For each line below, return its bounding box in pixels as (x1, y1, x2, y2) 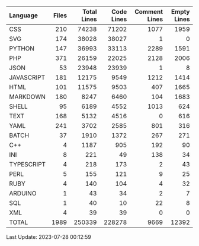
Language (9, 11, 38, 20)
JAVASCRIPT (9, 74, 46, 81)
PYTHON (9, 45, 34, 52)
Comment (134, 8, 163, 15)
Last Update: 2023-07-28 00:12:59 (6, 234, 92, 240)
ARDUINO (9, 190, 37, 197)
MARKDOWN (9, 93, 46, 100)
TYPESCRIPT (9, 160, 46, 168)
